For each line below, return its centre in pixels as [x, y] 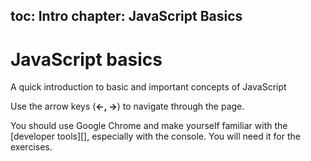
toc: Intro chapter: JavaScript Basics [126, 16]
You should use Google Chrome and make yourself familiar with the [149, 126]
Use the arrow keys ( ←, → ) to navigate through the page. [127, 106]
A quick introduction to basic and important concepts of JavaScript [148, 87]
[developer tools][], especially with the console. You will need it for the [155, 136]
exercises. [31, 147]
